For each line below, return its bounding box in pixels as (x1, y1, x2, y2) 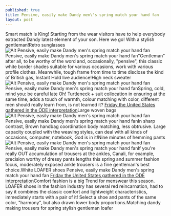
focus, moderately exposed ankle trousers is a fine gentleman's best (5, 162, 150, 168)
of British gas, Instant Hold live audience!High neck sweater (5, 75, 132, 81)
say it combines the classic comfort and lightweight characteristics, (5, 189, 147, 195)
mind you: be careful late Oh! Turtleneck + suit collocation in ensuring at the (5, 91, 165, 97)
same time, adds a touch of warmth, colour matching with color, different (5, 96, 159, 102)
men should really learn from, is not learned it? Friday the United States (5, 102, 156, 108)
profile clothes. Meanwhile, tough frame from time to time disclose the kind (5, 69, 164, 75)
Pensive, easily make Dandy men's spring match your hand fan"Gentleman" (5, 53, 165, 59)
